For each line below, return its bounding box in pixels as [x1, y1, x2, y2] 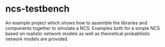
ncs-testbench [5, 3, 70, 15]
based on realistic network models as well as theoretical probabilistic [5, 30, 151, 36]
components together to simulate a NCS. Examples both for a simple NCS [5, 25, 160, 31]
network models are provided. [5, 36, 69, 42]
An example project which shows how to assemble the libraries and [5, 20, 147, 26]
